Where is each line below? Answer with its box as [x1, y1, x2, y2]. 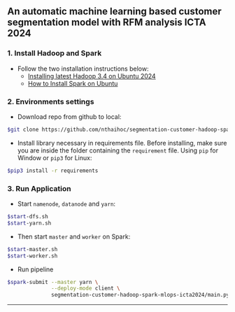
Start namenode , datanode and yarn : [17, 199, 116, 208]
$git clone [7, 126, 39, 133]
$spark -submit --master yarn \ [7, 278, 99, 285]
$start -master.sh [7, 246, 58, 253]
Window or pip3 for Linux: [17, 153, 92, 162]
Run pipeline [17, 265, 54, 274]
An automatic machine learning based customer [7, 6, 222, 17]
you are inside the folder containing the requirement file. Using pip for [17, 146, 219, 155]
